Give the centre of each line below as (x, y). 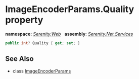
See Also (19, 59)
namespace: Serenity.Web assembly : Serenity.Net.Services (69, 34)
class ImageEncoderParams (42, 71)
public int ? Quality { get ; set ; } (43, 43)
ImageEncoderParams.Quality (70, 9)
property (24, 20)
